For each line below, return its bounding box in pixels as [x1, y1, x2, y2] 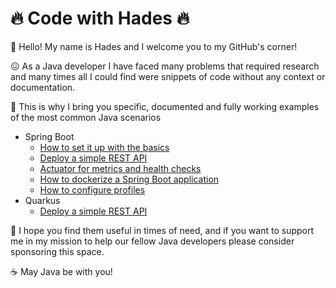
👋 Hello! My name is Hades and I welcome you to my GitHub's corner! [10, 40, 298, 52]
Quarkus [24, 194, 61, 206]
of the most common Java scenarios [10, 111, 162, 123]
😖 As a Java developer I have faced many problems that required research [10, 60, 320, 72]
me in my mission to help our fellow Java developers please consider [10, 235, 295, 247]
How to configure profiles [39, 183, 146, 196]
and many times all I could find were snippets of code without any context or [10, 70, 326, 82]
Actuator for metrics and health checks [39, 162, 202, 174]
